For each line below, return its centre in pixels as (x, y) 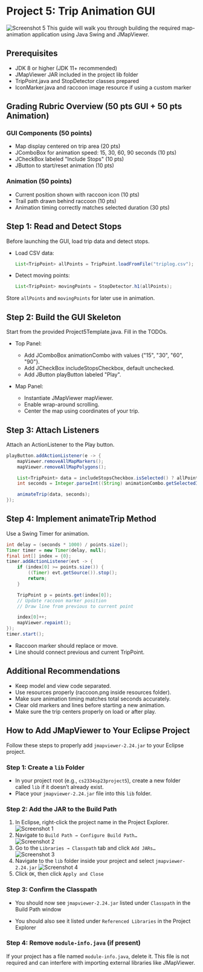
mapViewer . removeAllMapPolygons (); (62, 467)
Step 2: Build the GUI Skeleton (64, 317)
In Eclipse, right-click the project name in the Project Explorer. (92, 822)
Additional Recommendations (63, 671)
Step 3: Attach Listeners (53, 430)
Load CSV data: (34, 253)
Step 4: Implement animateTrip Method (82, 519)
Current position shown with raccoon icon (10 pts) (77, 195)
